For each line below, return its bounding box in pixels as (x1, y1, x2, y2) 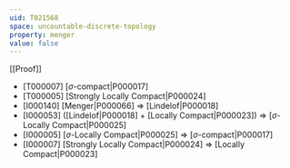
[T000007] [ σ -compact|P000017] (22, 81, 149, 92)
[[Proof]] (9, 64, 43, 74)
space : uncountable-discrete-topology (9, 22, 156, 31)
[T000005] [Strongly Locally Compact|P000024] (22, 91, 206, 102)
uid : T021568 (9, 13, 59, 23)
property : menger (9, 30, 75, 39)
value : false (9, 38, 59, 48)
